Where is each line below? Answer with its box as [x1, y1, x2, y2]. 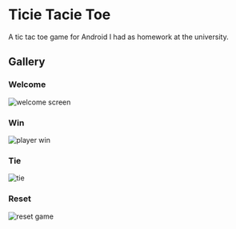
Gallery [8, 55, 46, 69]
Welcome [8, 79, 46, 90]
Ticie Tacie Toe [8, 6, 111, 24]
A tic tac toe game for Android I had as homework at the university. [8, 32, 230, 41]
